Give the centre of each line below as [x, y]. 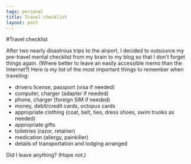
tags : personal [25, 12]
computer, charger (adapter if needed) [61, 94]
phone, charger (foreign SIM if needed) [62, 100]
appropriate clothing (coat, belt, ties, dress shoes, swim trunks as [94, 112]
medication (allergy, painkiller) [51, 137]
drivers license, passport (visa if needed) [65, 87]
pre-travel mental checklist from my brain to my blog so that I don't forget [96, 57]
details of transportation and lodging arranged [71, 144]
